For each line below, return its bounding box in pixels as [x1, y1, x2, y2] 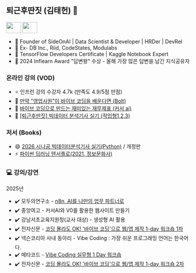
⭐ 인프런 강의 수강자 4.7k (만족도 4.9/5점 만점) [14, 88, 123, 96]
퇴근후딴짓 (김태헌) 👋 [6, 5, 79, 16]
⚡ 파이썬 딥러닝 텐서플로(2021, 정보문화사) [14, 150, 113, 158]
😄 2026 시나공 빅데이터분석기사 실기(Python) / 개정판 [14, 143, 141, 150]
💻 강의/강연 [6, 168, 39, 177]
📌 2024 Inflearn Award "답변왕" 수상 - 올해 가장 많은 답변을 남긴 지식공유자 [14, 57, 190, 64]
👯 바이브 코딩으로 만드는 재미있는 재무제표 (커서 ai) [14, 105, 132, 112]
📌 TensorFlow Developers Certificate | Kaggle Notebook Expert [14, 50, 169, 57]
